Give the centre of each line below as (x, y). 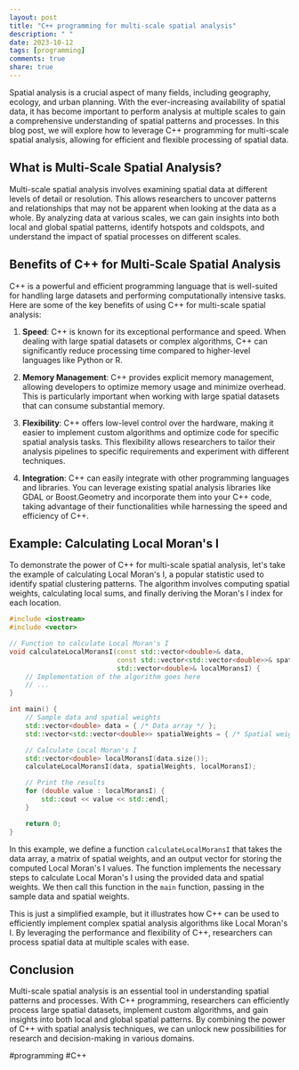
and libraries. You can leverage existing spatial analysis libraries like (146, 487)
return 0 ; (44, 823)
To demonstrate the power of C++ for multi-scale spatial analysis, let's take (148, 565)
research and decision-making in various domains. (102, 1039)
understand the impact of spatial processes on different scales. (125, 236)
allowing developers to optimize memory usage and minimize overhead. (154, 386)
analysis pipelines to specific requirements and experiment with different (155, 451)
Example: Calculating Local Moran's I (114, 543)
